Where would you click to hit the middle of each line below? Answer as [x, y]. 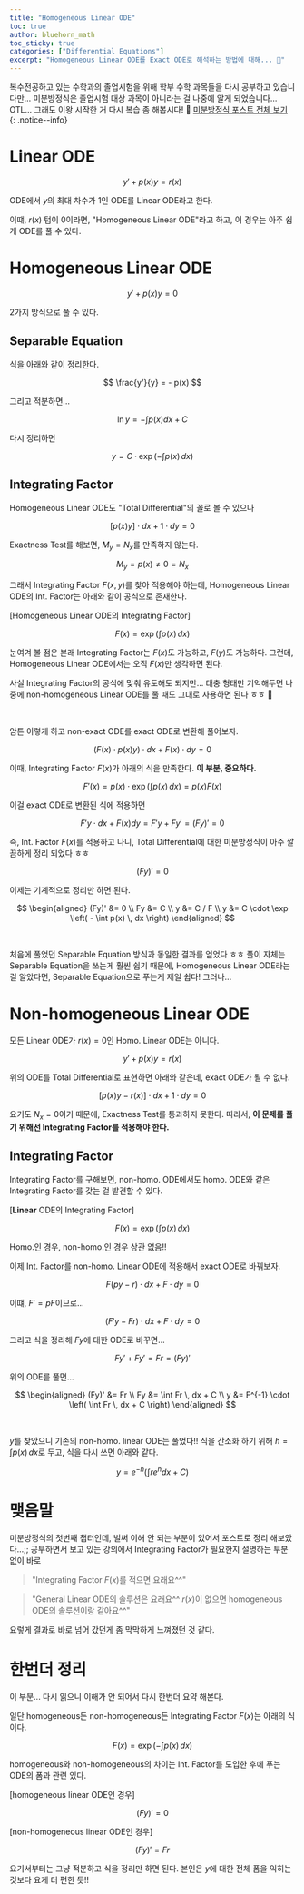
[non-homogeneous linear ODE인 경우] [81, 1832]
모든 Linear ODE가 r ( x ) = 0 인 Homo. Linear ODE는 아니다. [114, 1041]
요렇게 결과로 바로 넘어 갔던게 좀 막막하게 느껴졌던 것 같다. [112, 1630]
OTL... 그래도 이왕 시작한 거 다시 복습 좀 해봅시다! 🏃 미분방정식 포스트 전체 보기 [149, 109]
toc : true [28, 26]
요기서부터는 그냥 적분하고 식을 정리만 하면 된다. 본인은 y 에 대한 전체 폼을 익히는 [151, 1869]
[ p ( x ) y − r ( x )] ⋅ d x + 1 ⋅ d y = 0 [152, 1095]
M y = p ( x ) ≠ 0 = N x [152, 565]
